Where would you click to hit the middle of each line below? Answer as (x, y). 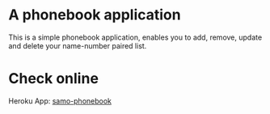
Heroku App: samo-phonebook (60, 101)
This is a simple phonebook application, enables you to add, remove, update (135, 37)
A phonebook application (95, 15)
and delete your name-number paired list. (78, 45)
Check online (54, 79)
